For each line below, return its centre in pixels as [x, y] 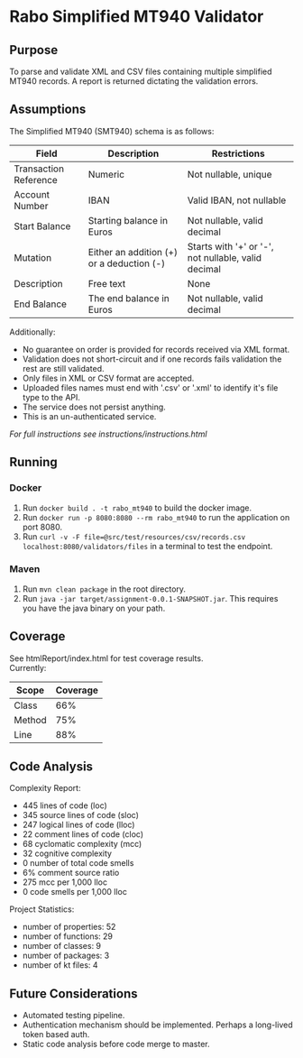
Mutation [33, 257]
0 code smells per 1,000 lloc [75, 892]
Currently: [28, 667]
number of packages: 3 [66, 956]
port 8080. [42, 527]
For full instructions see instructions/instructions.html [108, 434]
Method [30, 720]
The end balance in [129, 298]
